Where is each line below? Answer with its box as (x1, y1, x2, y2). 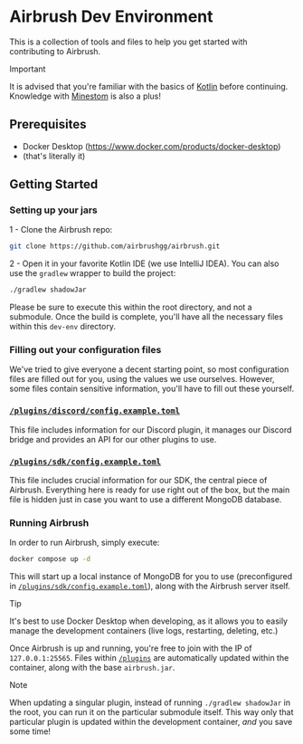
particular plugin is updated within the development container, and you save (9, 717, 293, 728)
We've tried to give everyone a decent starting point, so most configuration (9, 364, 289, 375)
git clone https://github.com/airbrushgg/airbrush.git (9, 242, 221, 251)
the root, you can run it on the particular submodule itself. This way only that (9, 707, 294, 718)
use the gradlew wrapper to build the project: (9, 268, 176, 279)
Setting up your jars (9, 204, 98, 216)
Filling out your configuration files (9, 344, 162, 357)
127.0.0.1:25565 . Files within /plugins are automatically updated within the (9, 653, 289, 663)
